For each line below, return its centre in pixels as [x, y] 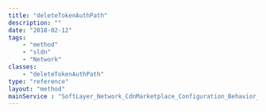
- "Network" [42, 60]
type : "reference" [38, 81]
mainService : [32, 96]
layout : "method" [37, 89]
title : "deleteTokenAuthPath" [58, 15]
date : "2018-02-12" [40, 30]
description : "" [35, 23]
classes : [23, 67]
